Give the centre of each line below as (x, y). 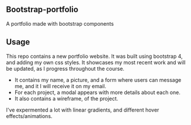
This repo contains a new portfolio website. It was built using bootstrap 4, (94, 56)
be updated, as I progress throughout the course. (65, 68)
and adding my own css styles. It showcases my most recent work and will (96, 62)
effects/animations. (29, 116)
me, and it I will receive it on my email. (60, 86)
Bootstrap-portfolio (42, 10)
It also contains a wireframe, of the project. (66, 98)
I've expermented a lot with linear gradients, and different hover (83, 110)
